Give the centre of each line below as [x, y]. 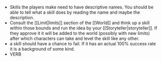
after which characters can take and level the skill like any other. [75, 38]
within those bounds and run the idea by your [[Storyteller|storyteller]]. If [83, 28]
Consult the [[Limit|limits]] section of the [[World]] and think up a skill [80, 23]
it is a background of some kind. [42, 49]
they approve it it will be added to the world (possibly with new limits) [80, 33]
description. [22, 17]
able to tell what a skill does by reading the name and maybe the [75, 12]
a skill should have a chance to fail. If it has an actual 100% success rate [83, 44]
